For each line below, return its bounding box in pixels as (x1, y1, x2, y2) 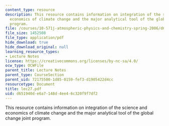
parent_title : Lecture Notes (5, 68, 66, 73)
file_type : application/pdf (5, 35, 64, 40)
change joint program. (5, 115, 51, 121)
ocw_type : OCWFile (5, 63, 44, 68)
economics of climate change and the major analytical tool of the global (5, 110, 154, 116)
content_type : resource (5, 7, 55, 12)
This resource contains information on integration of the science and (5, 104, 147, 110)
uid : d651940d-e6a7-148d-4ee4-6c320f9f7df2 (5, 91, 98, 96)
